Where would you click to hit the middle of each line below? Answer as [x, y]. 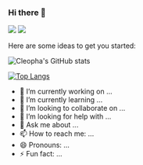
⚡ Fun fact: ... [41, 154]
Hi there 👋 [27, 13]
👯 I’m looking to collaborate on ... [72, 108]
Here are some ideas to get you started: [72, 46]
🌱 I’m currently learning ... [61, 100]
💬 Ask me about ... [49, 125]
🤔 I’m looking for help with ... [65, 116]
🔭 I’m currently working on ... [66, 92]
